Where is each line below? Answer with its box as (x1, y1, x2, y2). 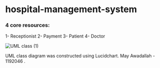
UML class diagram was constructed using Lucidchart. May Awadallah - (5, 53, 155, 59)
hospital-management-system (5, 4, 137, 15)
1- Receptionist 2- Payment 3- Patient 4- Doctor (5, 33, 105, 39)
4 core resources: (5, 22, 50, 29)
